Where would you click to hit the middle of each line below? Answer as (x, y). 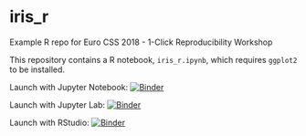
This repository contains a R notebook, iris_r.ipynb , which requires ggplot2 (153, 59)
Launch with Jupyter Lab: (58, 105)
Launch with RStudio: (49, 122)
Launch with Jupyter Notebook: (69, 87)
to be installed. (37, 69)
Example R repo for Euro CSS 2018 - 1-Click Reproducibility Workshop (141, 42)
